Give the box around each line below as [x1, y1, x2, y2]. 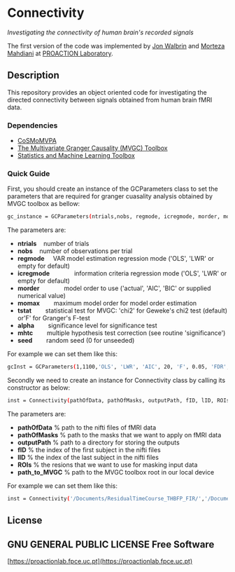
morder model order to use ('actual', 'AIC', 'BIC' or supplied [17, 284, 211, 292]
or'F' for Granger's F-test [17, 314, 91, 322]
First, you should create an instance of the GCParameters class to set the [7, 184, 218, 193]
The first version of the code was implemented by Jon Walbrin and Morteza [7, 41, 225, 50]
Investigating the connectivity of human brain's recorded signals [7, 28, 194, 36]
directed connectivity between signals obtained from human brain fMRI [7, 95, 213, 104]
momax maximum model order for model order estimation [17, 299, 197, 308]
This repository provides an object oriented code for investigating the [7, 88, 208, 96]
